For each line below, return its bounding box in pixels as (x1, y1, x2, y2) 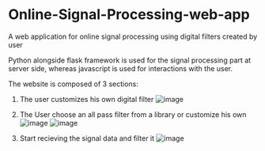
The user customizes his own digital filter (19, 94, 154, 104)
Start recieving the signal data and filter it (19, 133, 155, 143)
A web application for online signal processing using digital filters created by (8, 32, 258, 41)
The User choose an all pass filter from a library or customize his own (19, 109, 247, 119)
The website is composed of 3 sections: (8, 79, 138, 89)
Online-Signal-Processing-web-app (8, 6, 251, 24)
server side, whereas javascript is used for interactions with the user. (8, 63, 233, 73)
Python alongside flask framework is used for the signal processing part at (8, 55, 252, 65)
